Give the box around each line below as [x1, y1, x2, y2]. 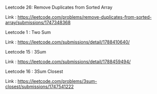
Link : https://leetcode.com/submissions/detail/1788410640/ [5, 39, 130, 45]
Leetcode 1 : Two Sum [5, 29, 51, 35]
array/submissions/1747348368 [5, 20, 71, 25]
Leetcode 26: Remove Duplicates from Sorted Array [5, 5, 113, 10]
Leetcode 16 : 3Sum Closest [5, 68, 63, 74]
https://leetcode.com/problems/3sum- [17, 78, 97, 84]
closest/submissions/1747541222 [5, 83, 74, 89]
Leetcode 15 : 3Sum [5, 49, 46, 55]
